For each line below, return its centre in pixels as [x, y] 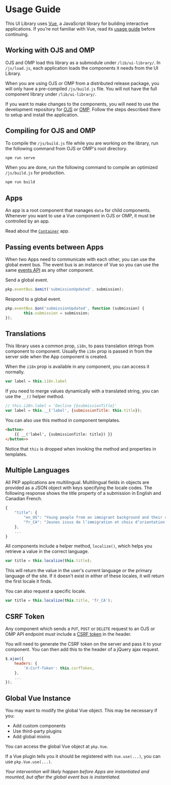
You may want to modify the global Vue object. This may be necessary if [81, 711]
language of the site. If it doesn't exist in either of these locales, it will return [85, 576]
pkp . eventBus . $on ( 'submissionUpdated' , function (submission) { [75, 308]
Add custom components [39, 726]
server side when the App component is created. [56, 357]
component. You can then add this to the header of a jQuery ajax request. [82, 649]
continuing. [17, 34]
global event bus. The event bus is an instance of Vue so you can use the [82, 264]
